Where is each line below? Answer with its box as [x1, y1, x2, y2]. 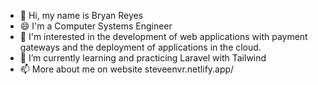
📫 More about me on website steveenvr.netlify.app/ [19, 63, 235, 75]
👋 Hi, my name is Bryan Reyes [19, 10, 144, 21]
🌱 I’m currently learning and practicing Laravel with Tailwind [19, 52, 267, 64]
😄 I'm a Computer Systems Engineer [19, 20, 173, 32]
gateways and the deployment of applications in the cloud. [19, 41, 262, 53]
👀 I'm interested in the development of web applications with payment [19, 31, 308, 42]
